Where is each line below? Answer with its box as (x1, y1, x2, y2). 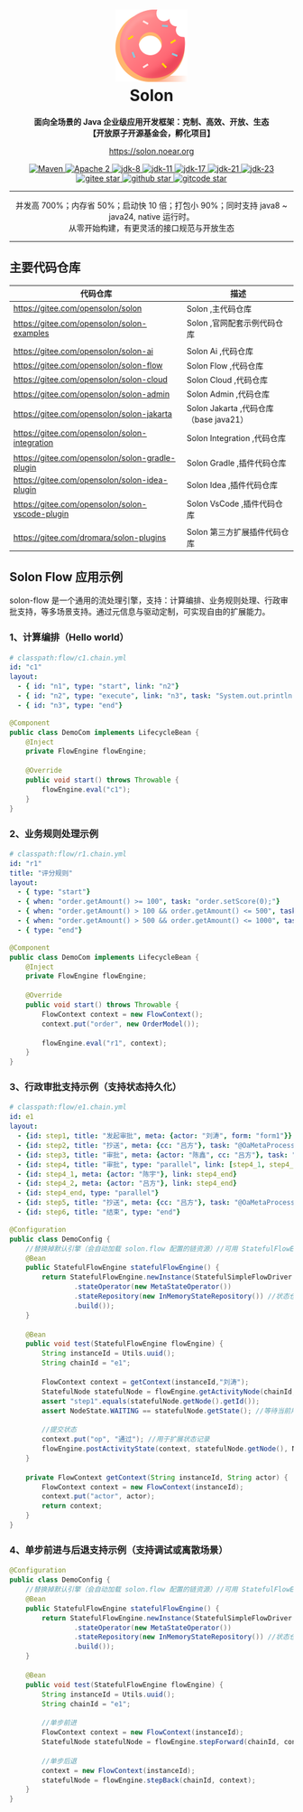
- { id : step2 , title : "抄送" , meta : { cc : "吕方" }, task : (17, 1141, 231, 1150)
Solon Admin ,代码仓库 (186, 389, 271, 399)
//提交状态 (41, 1425, 78, 1434)
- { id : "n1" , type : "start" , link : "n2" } (17, 682, 179, 691)
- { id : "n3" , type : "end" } (17, 700, 124, 709)
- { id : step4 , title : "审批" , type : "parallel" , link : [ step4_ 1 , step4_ (17, 1159, 294, 1169)
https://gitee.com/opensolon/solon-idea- (13, 474, 169, 485)
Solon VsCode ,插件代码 (186, 498, 276, 509)
